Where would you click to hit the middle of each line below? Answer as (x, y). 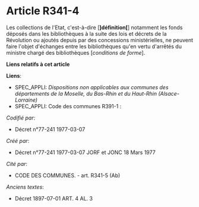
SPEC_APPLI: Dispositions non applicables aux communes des (91, 87)
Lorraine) (26, 100)
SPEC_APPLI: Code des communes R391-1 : (68, 106)
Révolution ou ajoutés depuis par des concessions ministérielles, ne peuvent (100, 40)
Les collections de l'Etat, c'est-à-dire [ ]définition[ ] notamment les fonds (94, 27)
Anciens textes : (25, 187)
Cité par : (17, 164)
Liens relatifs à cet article (38, 64)
